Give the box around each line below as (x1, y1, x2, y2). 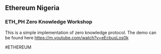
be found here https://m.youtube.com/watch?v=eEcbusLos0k (5, 35, 129, 40)
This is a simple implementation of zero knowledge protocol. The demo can (5, 29, 157, 36)
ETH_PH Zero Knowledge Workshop (5, 18, 93, 25)
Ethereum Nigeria (5, 4, 60, 12)
